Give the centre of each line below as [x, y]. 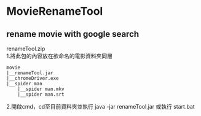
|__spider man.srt [41, 95]
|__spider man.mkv [41, 89]
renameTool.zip [26, 48]
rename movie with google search [73, 34]
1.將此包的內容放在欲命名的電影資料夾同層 [59, 56]
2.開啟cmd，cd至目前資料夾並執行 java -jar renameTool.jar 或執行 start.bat [100, 106]
